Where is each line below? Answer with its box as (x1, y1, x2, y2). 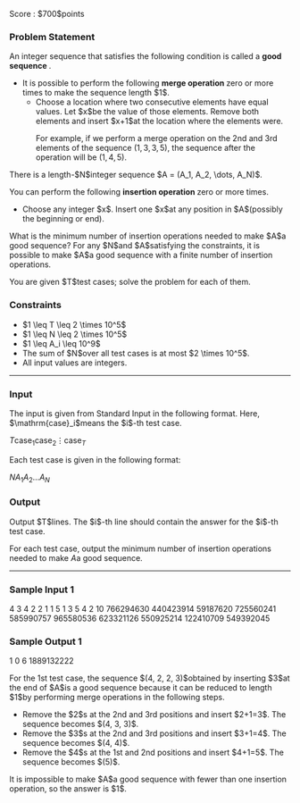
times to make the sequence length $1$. (21, 88, 170, 98)
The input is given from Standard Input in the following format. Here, (9, 407, 261, 419)
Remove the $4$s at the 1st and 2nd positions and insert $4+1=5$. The (21, 747, 284, 758)
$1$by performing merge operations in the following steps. (9, 692, 225, 703)
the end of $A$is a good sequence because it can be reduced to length (9, 682, 272, 693)
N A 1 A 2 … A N (9, 472, 51, 484)
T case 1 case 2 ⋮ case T (9, 434, 87, 448)
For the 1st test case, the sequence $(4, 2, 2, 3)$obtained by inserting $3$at (9, 673, 290, 683)
